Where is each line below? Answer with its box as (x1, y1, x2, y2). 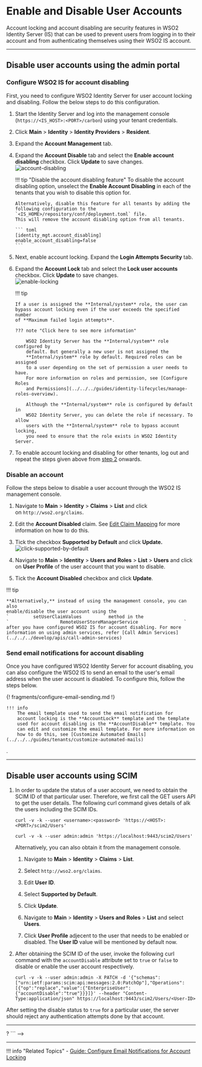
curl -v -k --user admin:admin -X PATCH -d (14, 975, 126, 981)
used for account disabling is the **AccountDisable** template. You (17, 721, 195, 727)
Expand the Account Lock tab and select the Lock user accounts (14, 265, 178, 272)
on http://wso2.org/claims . (14, 508, 84, 516)
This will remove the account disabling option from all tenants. (14, 216, 185, 223)
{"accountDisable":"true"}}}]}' (14, 990, 96, 996)
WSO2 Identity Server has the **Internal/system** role (26, 338, 169, 344)
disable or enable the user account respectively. (14, 963, 135, 970)
